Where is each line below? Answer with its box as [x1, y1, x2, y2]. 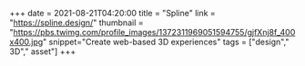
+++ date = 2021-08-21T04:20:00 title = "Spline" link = [9, 8, 216, 18]
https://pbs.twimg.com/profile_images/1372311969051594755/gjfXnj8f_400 [13, 27, 296, 37]
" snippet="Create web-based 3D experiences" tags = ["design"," [42, 36, 290, 47]
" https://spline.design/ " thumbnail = [9, 17, 144, 28]
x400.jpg [9, 36, 44, 47]
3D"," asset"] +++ [9, 46, 76, 57]
